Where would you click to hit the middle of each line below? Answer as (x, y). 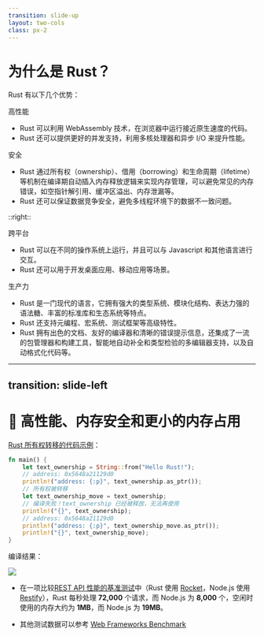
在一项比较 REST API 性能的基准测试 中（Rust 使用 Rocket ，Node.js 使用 (135, 588)
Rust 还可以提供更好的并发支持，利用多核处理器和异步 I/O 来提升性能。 (134, 138)
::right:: (20, 217)
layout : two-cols (37, 23)
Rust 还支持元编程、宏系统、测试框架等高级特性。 (100, 323)
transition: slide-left (58, 385)
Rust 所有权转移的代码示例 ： (54, 444)
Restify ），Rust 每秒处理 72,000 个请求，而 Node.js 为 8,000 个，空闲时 (136, 598)
